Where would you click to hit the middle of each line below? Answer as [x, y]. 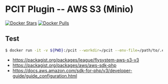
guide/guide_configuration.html [45, 75]
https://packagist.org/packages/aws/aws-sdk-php [64, 65]
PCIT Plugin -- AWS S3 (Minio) [69, 9]
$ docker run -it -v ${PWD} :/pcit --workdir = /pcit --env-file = [72, 50]
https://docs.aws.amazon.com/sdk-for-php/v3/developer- [72, 70]
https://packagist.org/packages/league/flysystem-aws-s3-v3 [75, 60]
